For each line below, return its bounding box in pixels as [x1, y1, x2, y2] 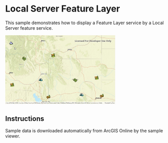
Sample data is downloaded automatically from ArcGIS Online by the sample [5, 128, 163, 134]
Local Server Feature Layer [5, 3, 120, 15]
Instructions [5, 114, 44, 123]
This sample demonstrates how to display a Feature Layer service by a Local [5, 20, 164, 26]
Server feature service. [5, 25, 53, 31]
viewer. [5, 133, 20, 139]
